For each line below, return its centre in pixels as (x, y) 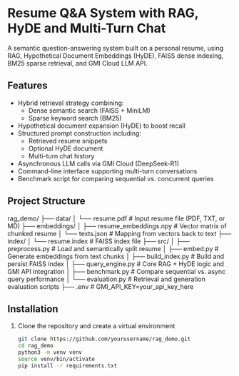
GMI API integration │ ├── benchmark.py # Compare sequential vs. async (117, 271)
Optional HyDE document (66, 148)
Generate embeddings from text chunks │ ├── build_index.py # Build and (116, 256)
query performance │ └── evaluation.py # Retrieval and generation (106, 279)
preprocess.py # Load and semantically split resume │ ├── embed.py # (113, 248)
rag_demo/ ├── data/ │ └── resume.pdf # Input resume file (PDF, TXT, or (116, 218)
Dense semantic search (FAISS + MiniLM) (90, 110)
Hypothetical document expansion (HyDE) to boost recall (101, 126)
